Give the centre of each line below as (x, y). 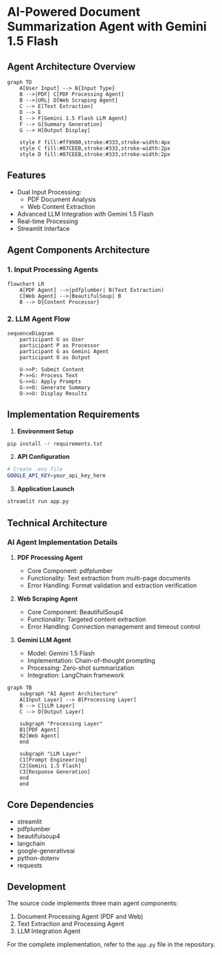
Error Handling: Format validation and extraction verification (112, 585)
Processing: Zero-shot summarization (81, 668)
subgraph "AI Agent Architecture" (69, 694)
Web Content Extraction (61, 206)
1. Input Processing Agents (53, 270)
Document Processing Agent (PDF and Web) (80, 917)
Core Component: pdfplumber (70, 570)
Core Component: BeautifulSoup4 (75, 611)
